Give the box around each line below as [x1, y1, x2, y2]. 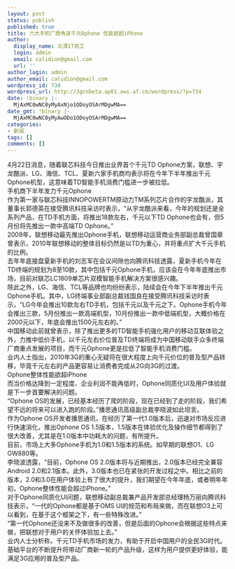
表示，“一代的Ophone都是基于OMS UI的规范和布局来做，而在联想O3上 [13, 502, 217, 510]
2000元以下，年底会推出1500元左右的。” [7, 318, 122, 326]
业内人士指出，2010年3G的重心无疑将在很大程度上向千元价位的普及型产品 [7, 353, 220, 361]
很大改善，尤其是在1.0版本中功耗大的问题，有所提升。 [7, 432, 163, 440]
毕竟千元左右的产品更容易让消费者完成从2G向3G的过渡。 [19, 362, 184, 370]
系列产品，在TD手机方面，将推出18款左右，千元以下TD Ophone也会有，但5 [7, 213, 225, 221]
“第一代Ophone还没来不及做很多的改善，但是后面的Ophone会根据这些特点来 [7, 519, 227, 528]
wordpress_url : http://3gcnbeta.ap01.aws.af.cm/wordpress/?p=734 [7, 88, 201, 95]
